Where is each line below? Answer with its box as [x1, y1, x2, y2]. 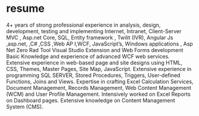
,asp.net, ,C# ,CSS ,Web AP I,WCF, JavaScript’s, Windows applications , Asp [6, 40, 194, 47]
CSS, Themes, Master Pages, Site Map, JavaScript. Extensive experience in [6, 65, 192, 72]
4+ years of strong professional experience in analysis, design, [6, 21, 161, 28]
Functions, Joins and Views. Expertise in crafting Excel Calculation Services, [6, 78, 194, 85]
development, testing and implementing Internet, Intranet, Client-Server [6, 27, 182, 34]
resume [6, 2, 45, 15]
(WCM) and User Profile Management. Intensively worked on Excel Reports [6, 91, 191, 98]
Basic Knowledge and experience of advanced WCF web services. [6, 53, 170, 60]
